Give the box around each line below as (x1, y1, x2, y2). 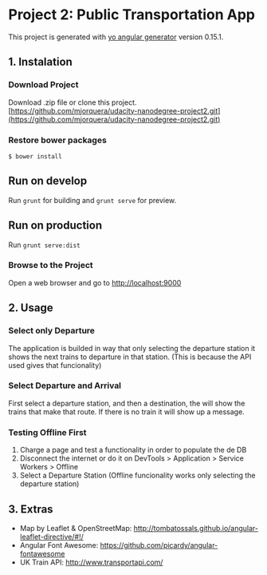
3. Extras (8, 502, 53, 516)
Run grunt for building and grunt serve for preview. (8, 195, 177, 205)
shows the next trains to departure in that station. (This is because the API (8, 352, 252, 361)
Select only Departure (8, 325, 96, 337)
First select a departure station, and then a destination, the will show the (8, 398, 245, 408)
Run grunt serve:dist (8, 240, 81, 250)
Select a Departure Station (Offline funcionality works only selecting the (19, 470, 256, 481)
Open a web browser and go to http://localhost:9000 (8, 278, 182, 287)
